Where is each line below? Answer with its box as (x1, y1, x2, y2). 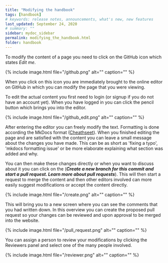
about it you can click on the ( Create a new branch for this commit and (5, 165, 154, 171)
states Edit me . (5, 59, 36, 65)
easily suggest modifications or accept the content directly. (5, 182, 128, 188)
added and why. (5, 150, 39, 156)
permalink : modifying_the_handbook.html (5, 36, 91, 41)
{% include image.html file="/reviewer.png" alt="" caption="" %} (5, 252, 139, 258)
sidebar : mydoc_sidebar (5, 31, 55, 36)
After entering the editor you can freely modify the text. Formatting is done (5, 124, 159, 130)
